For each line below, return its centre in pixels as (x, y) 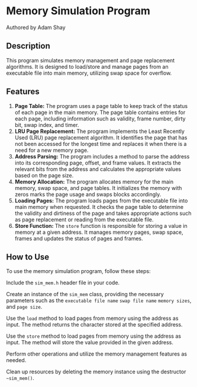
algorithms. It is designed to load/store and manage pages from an (87, 66)
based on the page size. (44, 175)
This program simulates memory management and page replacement (91, 60)
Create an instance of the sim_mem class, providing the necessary (85, 294)
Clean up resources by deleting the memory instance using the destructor (96, 372)
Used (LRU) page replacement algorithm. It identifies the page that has (101, 137)
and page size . (24, 307)
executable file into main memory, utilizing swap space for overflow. (89, 73)
